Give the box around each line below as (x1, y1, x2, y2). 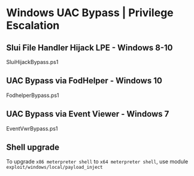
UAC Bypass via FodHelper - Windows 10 (6, 75, 163, 86)
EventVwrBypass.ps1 (6, 125, 58, 132)
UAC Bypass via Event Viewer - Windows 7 (6, 109, 169, 119)
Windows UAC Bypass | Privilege (6, 6, 174, 20)
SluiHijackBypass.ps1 (6, 59, 59, 65)
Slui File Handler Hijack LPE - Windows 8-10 (6, 43, 173, 53)
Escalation (6, 19, 60, 32)
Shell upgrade (6, 142, 60, 153)
